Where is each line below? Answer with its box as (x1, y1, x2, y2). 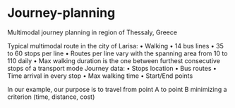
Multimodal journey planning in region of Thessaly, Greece (7, 28, 178, 36)
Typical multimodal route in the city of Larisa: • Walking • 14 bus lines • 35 (7, 41, 224, 50)
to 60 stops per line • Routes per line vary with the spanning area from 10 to (7, 49, 228, 58)
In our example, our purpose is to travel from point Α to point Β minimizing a (7, 85, 227, 93)
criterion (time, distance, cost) (7, 93, 95, 101)
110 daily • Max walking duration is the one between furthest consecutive (7, 56, 221, 65)
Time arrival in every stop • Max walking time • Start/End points (7, 72, 193, 80)
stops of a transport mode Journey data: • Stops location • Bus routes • (7, 64, 217, 72)
